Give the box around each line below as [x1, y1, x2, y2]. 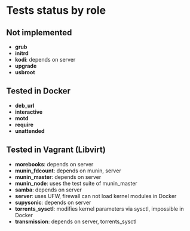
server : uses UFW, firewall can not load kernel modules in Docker [14, 192, 177, 199]
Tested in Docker [6, 86, 71, 96]
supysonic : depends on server [14, 199, 91, 206]
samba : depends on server [14, 186, 82, 193]
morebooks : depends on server [14, 160, 94, 168]
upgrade [14, 62, 37, 69]
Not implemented [6, 28, 72, 38]
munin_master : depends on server [14, 173, 102, 180]
